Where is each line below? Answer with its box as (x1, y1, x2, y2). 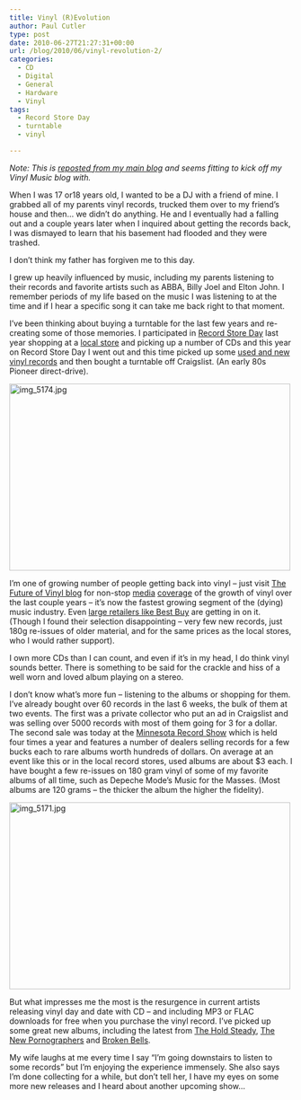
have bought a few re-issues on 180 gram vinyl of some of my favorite (9, 765, 269, 776)
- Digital (17, 72, 54, 81)
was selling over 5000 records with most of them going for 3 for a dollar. (9, 717, 278, 728)
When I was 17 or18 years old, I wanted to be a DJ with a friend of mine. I (9, 189, 279, 200)
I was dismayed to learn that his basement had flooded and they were (9, 227, 268, 238)
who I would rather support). (9, 635, 115, 646)
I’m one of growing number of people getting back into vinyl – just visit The (9, 577, 287, 588)
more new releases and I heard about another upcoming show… (9, 1080, 245, 1091)
